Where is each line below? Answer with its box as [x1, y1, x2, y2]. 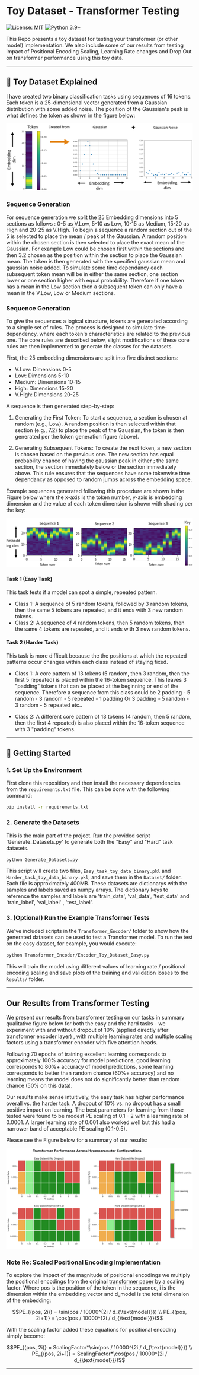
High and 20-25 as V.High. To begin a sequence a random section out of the [6, 226, 192, 233]
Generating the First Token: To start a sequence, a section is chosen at [14, 414, 188, 421]
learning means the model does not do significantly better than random [6, 1076, 180, 1083]
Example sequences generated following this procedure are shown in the [6, 487, 185, 494]
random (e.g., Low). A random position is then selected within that [14, 420, 176, 427]
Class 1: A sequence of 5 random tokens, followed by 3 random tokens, [14, 600, 188, 607]
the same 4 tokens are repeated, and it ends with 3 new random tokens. [14, 625, 191, 633]
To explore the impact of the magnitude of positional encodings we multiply [6, 1272, 191, 1279]
